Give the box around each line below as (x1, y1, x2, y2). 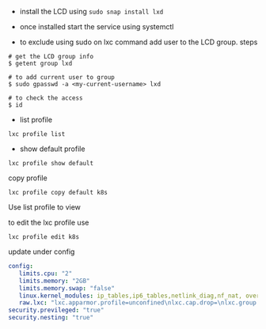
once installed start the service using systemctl (19, 22, 174, 31)
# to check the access (8, 94, 83, 102)
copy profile (8, 173, 47, 183)
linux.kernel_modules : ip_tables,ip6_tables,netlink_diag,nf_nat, (18, 292, 243, 300)
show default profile (19, 144, 85, 153)
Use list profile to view (8, 202, 82, 212)
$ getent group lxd (8, 59, 73, 67)
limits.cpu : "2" (18, 269, 73, 278)
